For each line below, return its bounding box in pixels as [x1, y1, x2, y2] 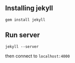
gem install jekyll [5, 17, 46, 22]
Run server [5, 31, 40, 39]
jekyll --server [5, 44, 39, 49]
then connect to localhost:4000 [5, 52, 70, 59]
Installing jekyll [5, 4, 53, 12]
